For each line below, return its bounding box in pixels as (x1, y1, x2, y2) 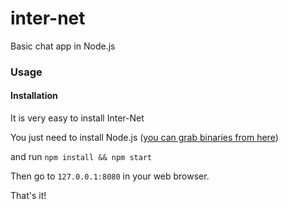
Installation (10, 90, 58, 102)
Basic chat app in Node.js (10, 40, 116, 52)
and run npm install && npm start (10, 151, 153, 163)
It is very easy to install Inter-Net (10, 112, 145, 124)
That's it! (10, 190, 47, 202)
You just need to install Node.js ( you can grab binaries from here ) (10, 132, 279, 144)
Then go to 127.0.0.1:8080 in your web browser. (10, 170, 210, 182)
